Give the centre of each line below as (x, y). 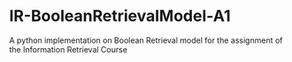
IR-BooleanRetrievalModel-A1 (120, 16)
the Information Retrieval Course (69, 49)
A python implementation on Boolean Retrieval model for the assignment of (146, 40)
